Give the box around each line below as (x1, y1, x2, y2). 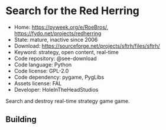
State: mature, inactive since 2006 (14, 36, 98, 43)
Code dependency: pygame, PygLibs (14, 74, 105, 81)
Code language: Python (14, 61, 72, 68)
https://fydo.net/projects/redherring (14, 29, 102, 36)
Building (5, 115, 37, 125)
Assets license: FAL (14, 79, 62, 86)
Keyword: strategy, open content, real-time (14, 48, 119, 55)
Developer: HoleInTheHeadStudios (14, 86, 99, 93)
